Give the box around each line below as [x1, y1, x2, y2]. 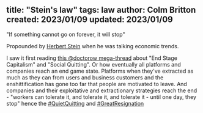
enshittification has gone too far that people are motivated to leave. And [6, 80, 188, 87]
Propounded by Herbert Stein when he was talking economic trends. [6, 42, 179, 49]
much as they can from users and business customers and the [6, 73, 164, 81]
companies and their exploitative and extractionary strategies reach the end [6, 87, 197, 94]
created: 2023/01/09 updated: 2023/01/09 [6, 15, 173, 25]
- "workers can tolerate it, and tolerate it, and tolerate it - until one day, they [6, 93, 197, 100]
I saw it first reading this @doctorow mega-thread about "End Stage [6, 54, 177, 62]
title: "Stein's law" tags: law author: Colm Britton [6, 5, 196, 15]
